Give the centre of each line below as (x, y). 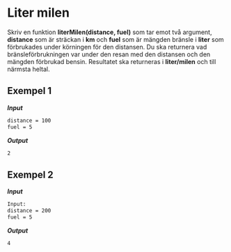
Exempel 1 (30, 91)
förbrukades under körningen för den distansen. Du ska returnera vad (107, 47)
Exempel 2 (30, 174)
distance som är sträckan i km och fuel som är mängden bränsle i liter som (115, 39)
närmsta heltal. (29, 69)
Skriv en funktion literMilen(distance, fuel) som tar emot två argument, (110, 32)
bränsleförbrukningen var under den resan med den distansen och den (109, 54)
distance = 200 (29, 211)
